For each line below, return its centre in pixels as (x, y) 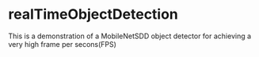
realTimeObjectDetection (93, 14)
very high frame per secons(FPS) (63, 44)
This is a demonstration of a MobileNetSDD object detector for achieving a (130, 36)
